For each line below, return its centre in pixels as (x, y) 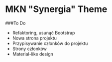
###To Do (15, 23)
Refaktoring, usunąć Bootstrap (44, 32)
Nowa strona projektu (35, 38)
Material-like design (33, 54)
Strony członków (30, 48)
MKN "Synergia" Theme (56, 9)
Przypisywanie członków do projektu (50, 43)
